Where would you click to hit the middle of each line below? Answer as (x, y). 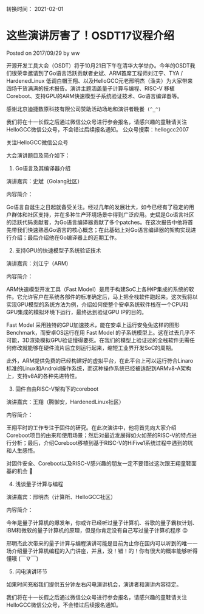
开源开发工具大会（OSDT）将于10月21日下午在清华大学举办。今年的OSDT (98, 65)
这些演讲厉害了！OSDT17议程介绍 (90, 36)
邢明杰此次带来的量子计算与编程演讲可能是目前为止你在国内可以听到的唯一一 (102, 543)
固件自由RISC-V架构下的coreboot (57, 389)
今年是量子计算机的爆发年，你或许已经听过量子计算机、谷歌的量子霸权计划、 (102, 523)
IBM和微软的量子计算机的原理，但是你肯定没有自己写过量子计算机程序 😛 (97, 530)
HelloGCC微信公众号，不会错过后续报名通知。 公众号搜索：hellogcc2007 (98, 129)
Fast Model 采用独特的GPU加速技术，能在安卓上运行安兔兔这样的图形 (93, 325)
